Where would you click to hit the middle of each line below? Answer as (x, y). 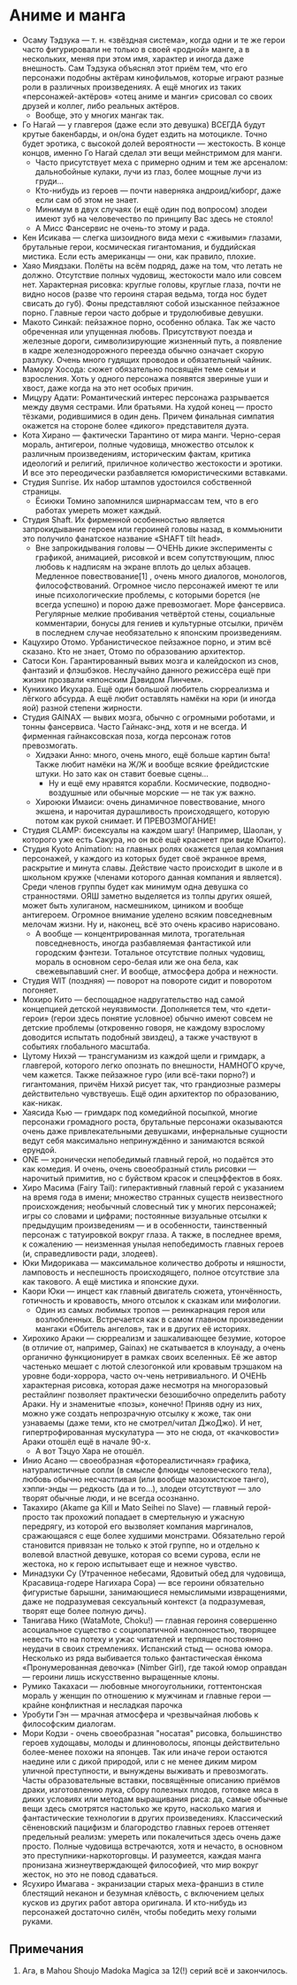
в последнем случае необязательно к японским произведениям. (159, 632)
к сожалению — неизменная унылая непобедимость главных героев (153, 1244)
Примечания (46, 1949)
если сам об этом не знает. (87, 199)
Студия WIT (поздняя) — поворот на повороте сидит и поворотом (147, 980)
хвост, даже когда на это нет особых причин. (108, 388)
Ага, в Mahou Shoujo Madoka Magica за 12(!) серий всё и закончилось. (155, 1970)
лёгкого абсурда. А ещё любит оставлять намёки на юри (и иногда (149, 698)
